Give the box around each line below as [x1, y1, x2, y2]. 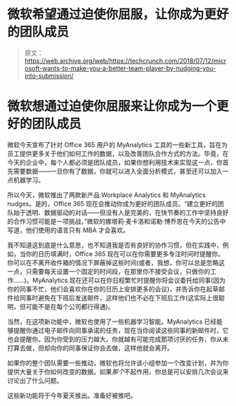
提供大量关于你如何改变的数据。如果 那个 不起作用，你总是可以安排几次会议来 [7, 367, 229, 376]
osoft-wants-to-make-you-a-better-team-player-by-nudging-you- [24, 64, 216, 72]
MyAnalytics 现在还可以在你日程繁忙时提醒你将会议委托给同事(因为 [32, 276, 226, 284]
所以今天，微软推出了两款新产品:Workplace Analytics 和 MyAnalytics [7, 191, 206, 199]
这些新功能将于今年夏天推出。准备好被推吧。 [7, 391, 137, 400]
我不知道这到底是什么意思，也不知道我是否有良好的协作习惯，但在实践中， [7, 241, 223, 249]
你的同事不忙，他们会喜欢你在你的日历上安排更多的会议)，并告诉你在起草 [7, 284, 219, 293]
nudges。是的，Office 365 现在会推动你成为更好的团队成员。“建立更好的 [7, 199, 218, 208]
